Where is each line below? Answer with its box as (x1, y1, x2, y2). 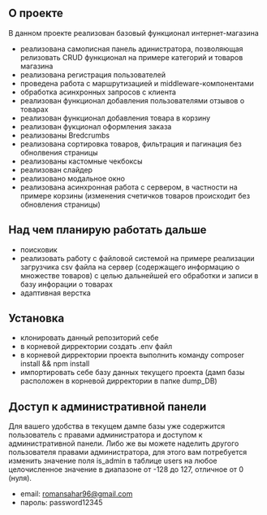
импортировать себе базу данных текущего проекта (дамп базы (19, 368, 245, 378)
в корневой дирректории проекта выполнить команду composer (19, 350, 245, 360)
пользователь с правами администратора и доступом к (8, 430, 203, 440)
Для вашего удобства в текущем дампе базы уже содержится (8, 421, 226, 431)
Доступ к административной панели (8, 399, 207, 413)
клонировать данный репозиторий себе (19, 333, 159, 343)
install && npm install (19, 359, 90, 369)
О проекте (8, 7, 63, 20)
